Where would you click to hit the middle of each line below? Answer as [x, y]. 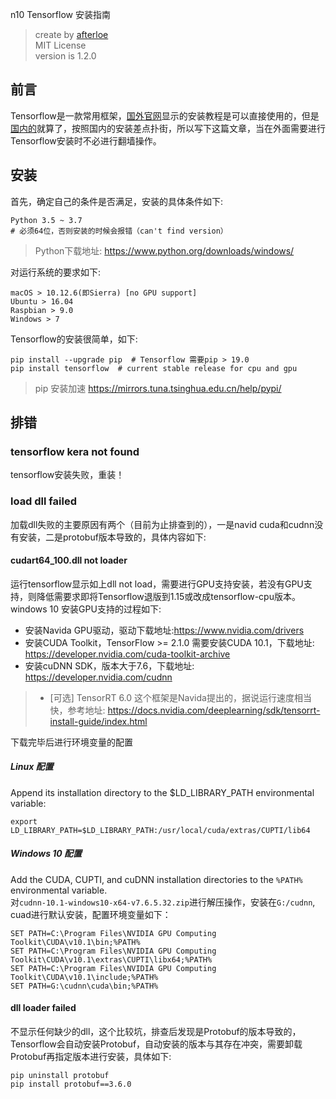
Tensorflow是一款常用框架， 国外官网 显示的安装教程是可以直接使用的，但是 [165, 115]
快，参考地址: [77, 710]
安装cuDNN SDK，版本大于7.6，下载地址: [109, 665]
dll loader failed [43, 1008]
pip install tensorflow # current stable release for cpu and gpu [154, 368]
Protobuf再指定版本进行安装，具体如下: [91, 1056]
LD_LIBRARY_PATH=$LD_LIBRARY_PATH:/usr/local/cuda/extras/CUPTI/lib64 [160, 830]
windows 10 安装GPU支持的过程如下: [86, 609]
